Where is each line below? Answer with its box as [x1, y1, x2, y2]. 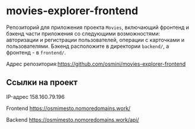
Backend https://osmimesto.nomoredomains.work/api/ [6, 116, 139, 123]
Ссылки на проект [6, 78, 78, 88]
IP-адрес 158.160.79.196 [6, 93, 65, 100]
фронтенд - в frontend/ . [6, 49, 66, 56]
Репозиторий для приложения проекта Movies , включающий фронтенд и [6, 24, 190, 31]
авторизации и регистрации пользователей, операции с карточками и [6, 36, 185, 43]
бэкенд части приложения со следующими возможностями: [6, 30, 160, 37]
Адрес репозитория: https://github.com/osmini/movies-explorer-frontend [6, 60, 186, 67]
